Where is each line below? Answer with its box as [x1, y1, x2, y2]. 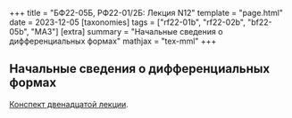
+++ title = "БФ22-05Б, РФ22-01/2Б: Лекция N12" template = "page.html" [9, 8, 284, 18]
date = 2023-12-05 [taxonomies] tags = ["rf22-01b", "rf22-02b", [9, 17, 246, 28]
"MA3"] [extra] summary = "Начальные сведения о [30, 27, 223, 36]
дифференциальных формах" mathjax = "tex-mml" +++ [9, 35, 217, 46]
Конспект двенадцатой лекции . [9, 98, 129, 109]
